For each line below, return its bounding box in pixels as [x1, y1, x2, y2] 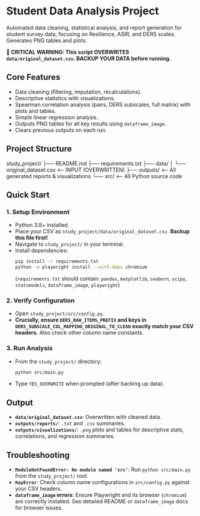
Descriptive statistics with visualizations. [14, 94, 115, 101]
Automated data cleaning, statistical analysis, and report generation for [6, 24, 182, 31]
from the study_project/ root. [14, 472, 89, 479]
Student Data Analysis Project [6, 4, 159, 18]
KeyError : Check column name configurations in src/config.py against [14, 479, 190, 486]
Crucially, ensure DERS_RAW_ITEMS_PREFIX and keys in [14, 316, 147, 323]
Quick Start [6, 190, 50, 200]
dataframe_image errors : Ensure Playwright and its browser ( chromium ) [14, 491, 187, 499]
